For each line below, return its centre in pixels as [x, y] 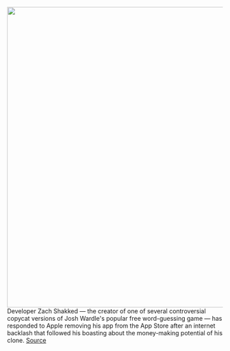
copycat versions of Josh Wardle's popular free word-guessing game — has [115, 318]
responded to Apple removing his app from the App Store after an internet [111, 326]
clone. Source [27, 340]
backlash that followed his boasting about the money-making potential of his [115, 333]
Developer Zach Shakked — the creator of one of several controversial [107, 311]
